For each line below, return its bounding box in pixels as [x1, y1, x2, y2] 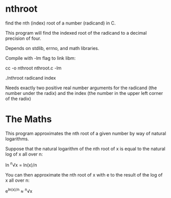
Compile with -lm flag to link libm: [5, 55, 76, 61]
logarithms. [5, 136, 29, 142]
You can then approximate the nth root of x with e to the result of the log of [5, 171, 163, 178]
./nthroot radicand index [5, 75, 56, 81]
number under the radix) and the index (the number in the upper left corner [5, 90, 163, 96]
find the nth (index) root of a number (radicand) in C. [5, 20, 116, 26]
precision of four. [5, 35, 41, 41]
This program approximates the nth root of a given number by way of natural [5, 130, 166, 136]
